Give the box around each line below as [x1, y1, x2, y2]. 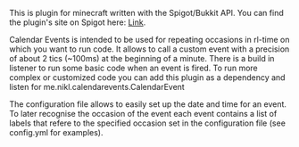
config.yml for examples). [9, 127, 104, 137]
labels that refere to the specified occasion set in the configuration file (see [9, 118, 286, 128]
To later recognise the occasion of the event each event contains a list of [9, 109, 278, 118]
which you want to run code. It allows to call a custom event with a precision [9, 44, 290, 54]
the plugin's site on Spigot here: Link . [9, 17, 146, 28]
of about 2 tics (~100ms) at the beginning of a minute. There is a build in [9, 53, 275, 63]
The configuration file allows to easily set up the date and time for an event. [9, 99, 287, 110]
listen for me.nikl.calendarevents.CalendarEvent [9, 82, 185, 92]
